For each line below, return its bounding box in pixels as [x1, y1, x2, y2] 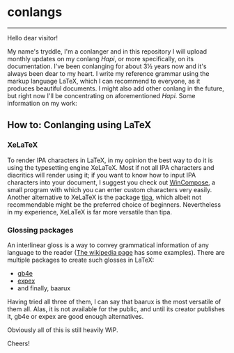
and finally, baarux [17, 283, 71, 292]
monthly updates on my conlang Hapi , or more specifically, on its [7, 54, 194, 63]
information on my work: [7, 99, 78, 107]
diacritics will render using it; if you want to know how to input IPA [7, 171, 196, 179]
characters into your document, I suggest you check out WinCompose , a [7, 178, 216, 187]
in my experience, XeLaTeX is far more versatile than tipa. [7, 207, 173, 216]
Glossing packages [7, 225, 74, 235]
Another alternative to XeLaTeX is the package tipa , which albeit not [7, 193, 202, 201]
